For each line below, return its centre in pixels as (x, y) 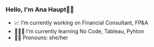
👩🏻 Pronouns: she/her (41, 37)
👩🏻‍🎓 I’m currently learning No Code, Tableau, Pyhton (79, 32)
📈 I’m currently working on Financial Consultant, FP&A (81, 23)
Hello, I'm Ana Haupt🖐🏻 (40, 10)
